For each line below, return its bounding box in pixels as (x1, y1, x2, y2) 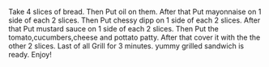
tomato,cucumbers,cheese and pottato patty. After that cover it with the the (8, 32, 261, 42)
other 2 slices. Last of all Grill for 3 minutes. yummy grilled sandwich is (8, 41, 245, 51)
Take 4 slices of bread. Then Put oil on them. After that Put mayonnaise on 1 (8, 7, 262, 16)
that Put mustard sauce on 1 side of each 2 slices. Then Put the (8, 24, 219, 33)
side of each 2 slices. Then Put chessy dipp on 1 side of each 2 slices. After (8, 15, 261, 25)
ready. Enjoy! (8, 50, 53, 59)
